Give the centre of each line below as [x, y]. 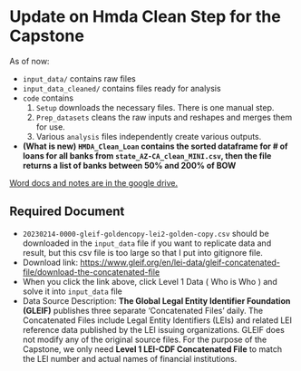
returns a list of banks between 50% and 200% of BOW [129, 165]
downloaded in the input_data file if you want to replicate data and [147, 243]
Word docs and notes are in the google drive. [94, 182]
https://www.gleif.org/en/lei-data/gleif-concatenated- [180, 262]
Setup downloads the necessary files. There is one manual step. [155, 107]
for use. [50, 127]
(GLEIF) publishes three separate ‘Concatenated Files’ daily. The [143, 310]
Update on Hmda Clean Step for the [145, 17]
